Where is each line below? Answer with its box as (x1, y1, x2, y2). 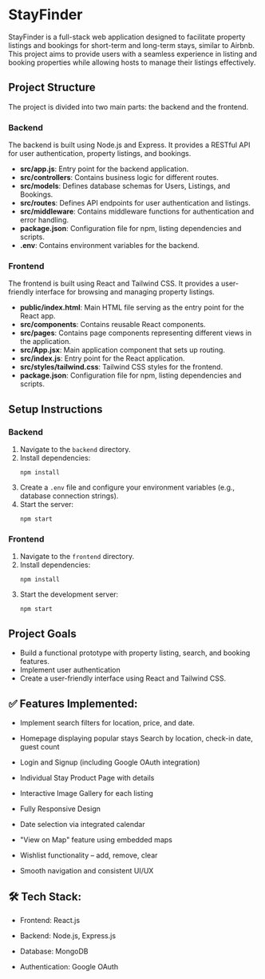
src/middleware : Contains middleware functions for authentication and (19, 206, 255, 217)
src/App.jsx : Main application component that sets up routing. (19, 346, 226, 355)
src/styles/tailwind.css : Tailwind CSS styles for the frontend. (19, 362, 223, 372)
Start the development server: (19, 589, 119, 599)
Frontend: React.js (19, 915, 81, 925)
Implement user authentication (19, 665, 121, 675)
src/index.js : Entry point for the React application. (19, 354, 185, 363)
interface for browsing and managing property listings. (35, 287, 216, 297)
